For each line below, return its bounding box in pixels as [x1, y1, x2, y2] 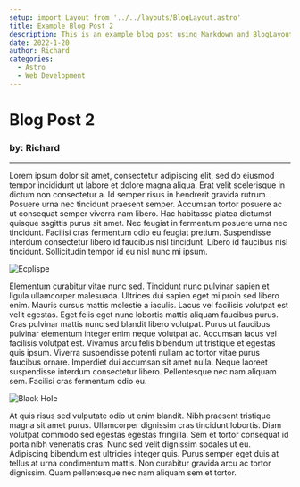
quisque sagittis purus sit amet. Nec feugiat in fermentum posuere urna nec [9, 218, 287, 229]
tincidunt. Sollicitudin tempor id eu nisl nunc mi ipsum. [9, 247, 208, 257]
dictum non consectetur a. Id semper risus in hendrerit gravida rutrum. [9, 189, 268, 200]
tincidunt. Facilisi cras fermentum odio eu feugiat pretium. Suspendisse [9, 227, 271, 238]
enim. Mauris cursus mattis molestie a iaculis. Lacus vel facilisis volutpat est [9, 300, 288, 311]
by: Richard [9, 141, 61, 154]
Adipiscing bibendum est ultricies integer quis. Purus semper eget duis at [9, 449, 279, 459]
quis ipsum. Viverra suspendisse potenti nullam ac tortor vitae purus [9, 348, 261, 358]
